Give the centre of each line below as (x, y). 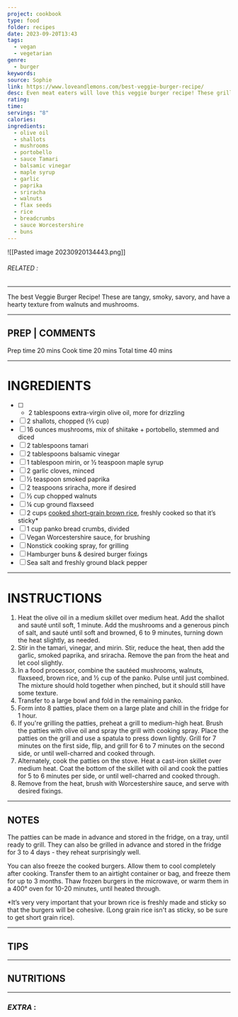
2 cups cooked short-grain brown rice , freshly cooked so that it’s (121, 513)
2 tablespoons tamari (57, 446)
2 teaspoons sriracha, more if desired (81, 488)
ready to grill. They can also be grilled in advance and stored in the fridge (114, 845)
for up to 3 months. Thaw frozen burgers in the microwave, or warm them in (118, 881)
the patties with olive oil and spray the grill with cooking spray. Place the (123, 731)
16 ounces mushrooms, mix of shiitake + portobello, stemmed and (123, 429)
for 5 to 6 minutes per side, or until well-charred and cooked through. (119, 776)
